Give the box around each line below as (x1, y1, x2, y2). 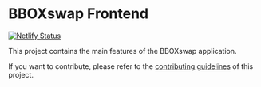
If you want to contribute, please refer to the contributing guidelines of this (8, 61, 254, 71)
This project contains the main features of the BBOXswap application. (8, 46, 237, 55)
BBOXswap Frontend (8, 5, 149, 23)
